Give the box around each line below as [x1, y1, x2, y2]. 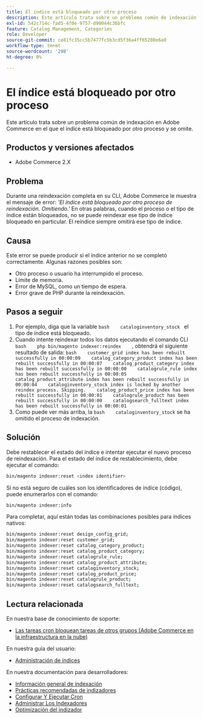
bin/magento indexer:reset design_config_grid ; [6, 532, 129, 538]
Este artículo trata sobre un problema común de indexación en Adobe [6, 118, 180, 126]
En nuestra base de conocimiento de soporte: [6, 615, 120, 622]
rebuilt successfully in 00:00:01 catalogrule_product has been [15, 392, 189, 398]
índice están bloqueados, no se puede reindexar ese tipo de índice [6, 212, 173, 219]
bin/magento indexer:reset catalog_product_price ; [6, 571, 137, 577]
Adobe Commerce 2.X [15, 158, 71, 166]
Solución [6, 432, 41, 443]
